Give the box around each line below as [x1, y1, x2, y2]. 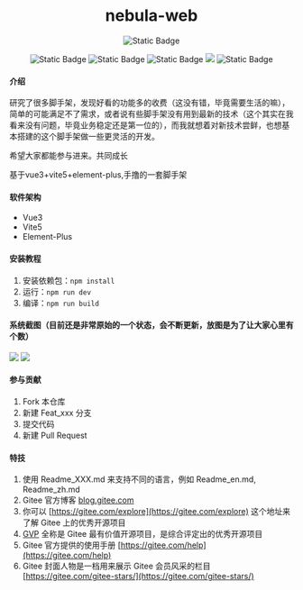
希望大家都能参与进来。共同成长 [9, 150, 128, 161]
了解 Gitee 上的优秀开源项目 [22, 517, 126, 528]
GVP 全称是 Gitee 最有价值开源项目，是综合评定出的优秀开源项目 [22, 529, 263, 540]
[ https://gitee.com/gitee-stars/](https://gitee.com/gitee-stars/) [22, 571, 254, 582]
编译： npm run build [22, 297, 99, 308]
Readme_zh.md [22, 484, 81, 495]
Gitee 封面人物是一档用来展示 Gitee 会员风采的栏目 [22, 560, 211, 572]
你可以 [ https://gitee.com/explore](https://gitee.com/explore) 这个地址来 [22, 506, 291, 517]
